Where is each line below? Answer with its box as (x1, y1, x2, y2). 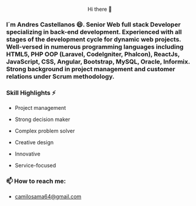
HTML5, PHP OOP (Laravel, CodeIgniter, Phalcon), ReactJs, (6, 50, 180, 58)
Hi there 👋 (87, 6, 112, 12)
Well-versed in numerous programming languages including (6, 42, 184, 50)
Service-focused (14, 162, 56, 169)
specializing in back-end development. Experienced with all (6, 27, 182, 36)
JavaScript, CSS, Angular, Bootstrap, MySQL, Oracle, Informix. (6, 57, 190, 65)
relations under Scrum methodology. (6, 72, 115, 80)
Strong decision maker (14, 116, 71, 123)
